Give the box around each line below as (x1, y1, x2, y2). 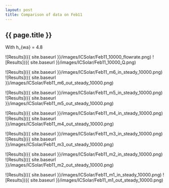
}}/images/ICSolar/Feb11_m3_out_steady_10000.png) (5, 142, 114, 148)
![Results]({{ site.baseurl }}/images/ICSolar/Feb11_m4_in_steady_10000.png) (5, 110, 163, 116)
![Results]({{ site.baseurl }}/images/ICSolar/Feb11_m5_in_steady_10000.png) (5, 89, 163, 96)
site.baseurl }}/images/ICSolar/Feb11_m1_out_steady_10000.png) (30, 177, 163, 183)
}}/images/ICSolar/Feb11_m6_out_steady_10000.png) (5, 80, 114, 86)
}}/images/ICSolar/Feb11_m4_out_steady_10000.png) (5, 121, 114, 127)
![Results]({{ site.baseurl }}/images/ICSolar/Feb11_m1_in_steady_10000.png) (5, 172, 162, 178)
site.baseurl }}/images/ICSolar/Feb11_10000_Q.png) (30, 59, 137, 66)
